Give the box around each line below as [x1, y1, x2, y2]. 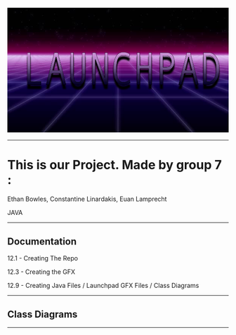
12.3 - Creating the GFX [7, 268, 76, 276]
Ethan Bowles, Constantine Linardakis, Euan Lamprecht [7, 195, 167, 204]
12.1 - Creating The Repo [7, 254, 79, 263]
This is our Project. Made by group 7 [7, 157, 223, 173]
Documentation [7, 235, 77, 247]
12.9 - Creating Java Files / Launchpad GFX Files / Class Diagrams [7, 282, 199, 290]
